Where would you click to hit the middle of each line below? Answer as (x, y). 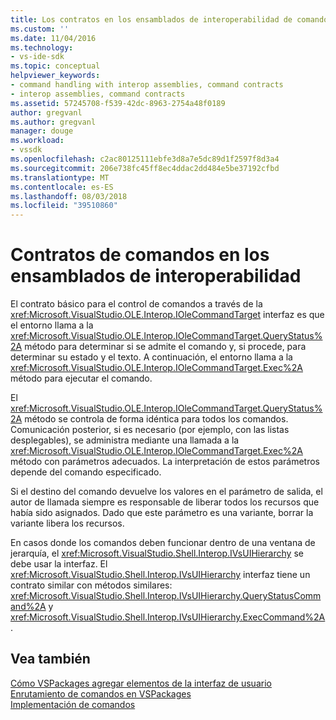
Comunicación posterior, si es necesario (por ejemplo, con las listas (150, 430)
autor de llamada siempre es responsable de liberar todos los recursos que (165, 502)
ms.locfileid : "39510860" (64, 206)
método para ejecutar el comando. (81, 378)
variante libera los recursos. (67, 523)
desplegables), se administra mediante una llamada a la (125, 440)
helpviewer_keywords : (55, 76)
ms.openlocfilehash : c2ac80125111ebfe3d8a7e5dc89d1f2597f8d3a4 (145, 159)
